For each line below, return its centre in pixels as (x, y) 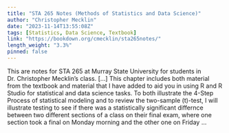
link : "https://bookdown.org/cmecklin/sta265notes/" (84, 39)
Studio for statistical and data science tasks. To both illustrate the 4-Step (110, 93)
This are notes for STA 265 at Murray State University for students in (104, 71)
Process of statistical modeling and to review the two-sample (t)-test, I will (112, 100)
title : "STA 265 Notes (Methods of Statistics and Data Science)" (104, 13)
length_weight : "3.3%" (40, 45)
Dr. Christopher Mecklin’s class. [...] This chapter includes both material (108, 78)
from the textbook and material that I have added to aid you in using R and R (115, 86)
